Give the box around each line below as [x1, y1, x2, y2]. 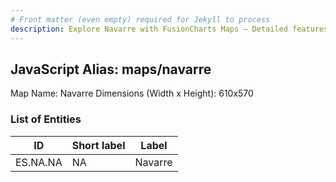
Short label [71, 138, 126, 152]
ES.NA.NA [15, 155, 63, 169]
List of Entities [10, 112, 82, 126]
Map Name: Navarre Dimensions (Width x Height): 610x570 [10, 87, 254, 100]
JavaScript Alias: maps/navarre [10, 61, 212, 78]
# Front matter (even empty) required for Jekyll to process [10, 14, 271, 25]
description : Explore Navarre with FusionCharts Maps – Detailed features [10, 24, 329, 34]
